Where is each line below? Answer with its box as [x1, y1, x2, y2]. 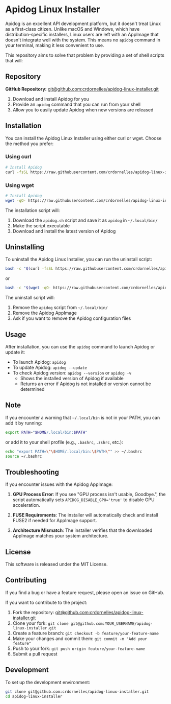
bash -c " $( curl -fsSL [5, 266, 53, 271]
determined [20, 386, 45, 392]
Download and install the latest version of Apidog [12, 228, 116, 234]
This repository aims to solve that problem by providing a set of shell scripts [5, 52, 164, 58]
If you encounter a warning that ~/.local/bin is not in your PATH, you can [5, 414, 160, 420]
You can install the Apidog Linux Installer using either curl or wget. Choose [5, 135, 162, 141]
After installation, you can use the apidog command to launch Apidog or [5, 344, 155, 350]
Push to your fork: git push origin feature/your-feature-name [12, 645, 145, 651]
